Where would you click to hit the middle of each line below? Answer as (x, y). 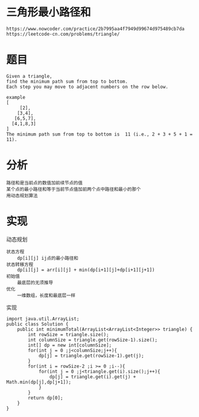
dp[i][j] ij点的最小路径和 (48, 258)
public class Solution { (37, 324)
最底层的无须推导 (35, 283)
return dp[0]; (46, 398)
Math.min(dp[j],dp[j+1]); (39, 382)
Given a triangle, (29, 76)
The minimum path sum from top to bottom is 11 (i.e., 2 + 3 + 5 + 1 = (99, 134)
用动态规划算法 (22, 196)
